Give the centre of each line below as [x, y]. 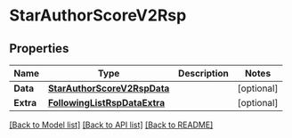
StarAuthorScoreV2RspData [109, 88]
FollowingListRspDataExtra [106, 103]
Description [203, 73]
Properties [39, 49]
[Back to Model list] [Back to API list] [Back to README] [111, 125]
